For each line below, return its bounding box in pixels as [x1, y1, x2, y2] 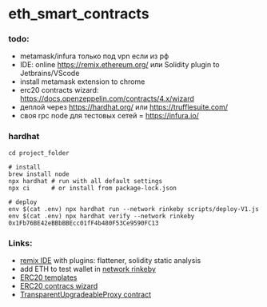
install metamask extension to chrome [19, 77, 145, 86]
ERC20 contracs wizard [19, 281, 98, 291]
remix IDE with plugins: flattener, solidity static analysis [19, 256, 201, 265]
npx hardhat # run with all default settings [8, 177, 162, 185]
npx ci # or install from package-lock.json [8, 184, 177, 192]
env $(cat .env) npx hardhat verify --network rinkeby [8, 212, 195, 220]
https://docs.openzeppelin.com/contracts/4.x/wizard [19, 94, 194, 104]
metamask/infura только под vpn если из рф [19, 51, 169, 61]
